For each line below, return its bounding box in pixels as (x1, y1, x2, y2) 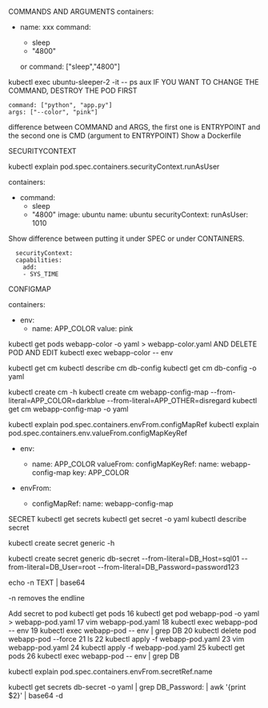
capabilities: (15, 256, 62, 264)
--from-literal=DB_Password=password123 (97, 562, 240, 571)
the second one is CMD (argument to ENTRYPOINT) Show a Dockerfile (8, 131, 242, 140)
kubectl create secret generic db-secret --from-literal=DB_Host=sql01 (8, 554, 240, 563)
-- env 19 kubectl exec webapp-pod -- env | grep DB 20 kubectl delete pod (8, 626, 257, 635)
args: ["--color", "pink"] (8, 108, 98, 116)
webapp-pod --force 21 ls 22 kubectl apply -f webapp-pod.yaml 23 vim (8, 634, 245, 643)
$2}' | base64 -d (8, 691, 64, 700)
